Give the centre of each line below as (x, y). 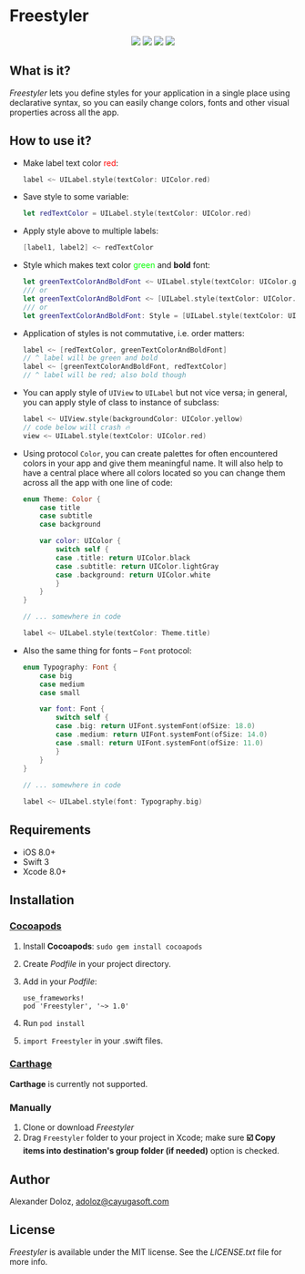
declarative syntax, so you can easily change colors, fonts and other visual (149, 102)
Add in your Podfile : (60, 981)
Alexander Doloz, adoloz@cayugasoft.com (90, 1201)
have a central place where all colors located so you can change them (154, 473)
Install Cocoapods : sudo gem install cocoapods (112, 946)
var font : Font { (72, 709)
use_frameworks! (53, 998)
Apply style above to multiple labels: (91, 231)
